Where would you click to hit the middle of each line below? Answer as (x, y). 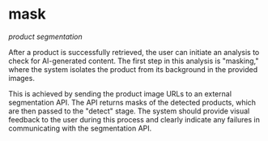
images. (21, 78)
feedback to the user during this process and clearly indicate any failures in (134, 119)
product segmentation (45, 36)
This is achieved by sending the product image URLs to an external (120, 93)
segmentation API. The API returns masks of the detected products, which (132, 102)
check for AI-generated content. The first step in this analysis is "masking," (134, 61)
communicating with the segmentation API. (80, 128)
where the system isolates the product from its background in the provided (133, 69)
